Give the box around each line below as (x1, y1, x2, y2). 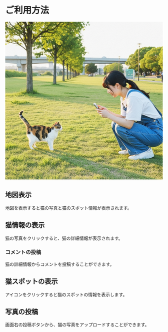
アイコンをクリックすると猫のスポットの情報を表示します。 (5, 291, 127, 297)
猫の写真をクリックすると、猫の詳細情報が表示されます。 (5, 235, 123, 241)
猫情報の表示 (5, 221, 45, 229)
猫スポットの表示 (5, 277, 58, 286)
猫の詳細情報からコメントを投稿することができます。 (5, 261, 114, 267)
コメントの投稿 (5, 249, 41, 256)
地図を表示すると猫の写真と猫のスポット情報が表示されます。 (5, 205, 132, 211)
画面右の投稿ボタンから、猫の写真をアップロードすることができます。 (5, 321, 149, 328)
